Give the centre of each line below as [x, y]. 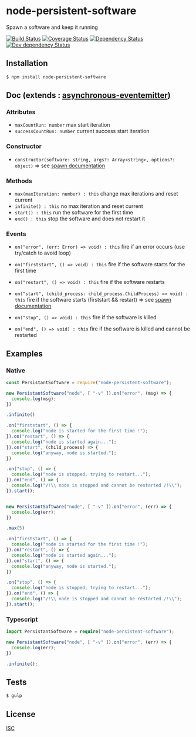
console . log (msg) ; [34, 399]
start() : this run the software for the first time [74, 212]
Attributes [21, 112]
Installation [27, 63]
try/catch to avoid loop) [43, 253]
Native [16, 371]
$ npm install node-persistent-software [56, 77]
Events [16, 234]
